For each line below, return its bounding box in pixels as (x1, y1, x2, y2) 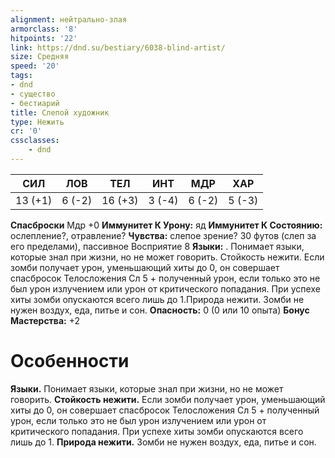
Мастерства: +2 (10, 314, 81, 326)
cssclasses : (10, 136, 60, 146)
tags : (10, 71, 33, 81)
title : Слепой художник (10, 107, 110, 118)
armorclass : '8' (10, 24, 78, 34)
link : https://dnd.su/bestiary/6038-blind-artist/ (10, 42, 226, 53)
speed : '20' (10, 61, 60, 71)
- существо (10, 89, 56, 99)
